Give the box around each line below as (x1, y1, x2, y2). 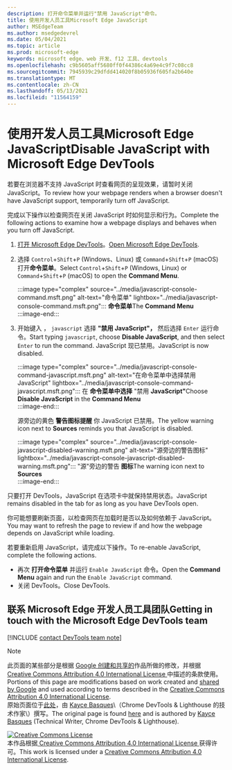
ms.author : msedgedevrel (7, 29, 79, 37)
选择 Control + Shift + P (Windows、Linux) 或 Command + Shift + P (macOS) (17, 255, 219, 263)
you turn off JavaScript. (7, 226, 75, 234)
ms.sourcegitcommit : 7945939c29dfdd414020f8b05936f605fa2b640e (7, 68, 194, 75)
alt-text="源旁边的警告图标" (129, 446, 208, 454)
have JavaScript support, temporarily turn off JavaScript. (7, 196, 170, 205)
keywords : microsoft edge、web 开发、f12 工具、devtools (7, 56, 168, 62)
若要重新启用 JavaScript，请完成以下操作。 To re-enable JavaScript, (7, 543, 201, 551)
